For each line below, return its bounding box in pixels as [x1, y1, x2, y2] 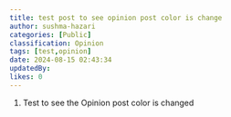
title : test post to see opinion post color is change [9, 13, 223, 23]
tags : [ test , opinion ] [9, 47, 92, 56]
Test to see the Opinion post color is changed [22, 97, 194, 108]
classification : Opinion [9, 38, 104, 48]
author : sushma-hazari [9, 22, 96, 31]
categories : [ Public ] [9, 30, 92, 39]
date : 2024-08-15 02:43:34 [9, 55, 112, 64]
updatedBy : [9, 64, 51, 73]
